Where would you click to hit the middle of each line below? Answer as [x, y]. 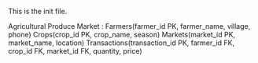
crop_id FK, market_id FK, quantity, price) [76, 51]
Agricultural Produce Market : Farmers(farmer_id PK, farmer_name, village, [129, 26]
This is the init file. [38, 11]
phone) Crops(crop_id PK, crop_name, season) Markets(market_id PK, [122, 35]
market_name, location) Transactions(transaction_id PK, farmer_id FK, [122, 43]
